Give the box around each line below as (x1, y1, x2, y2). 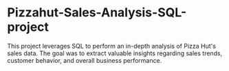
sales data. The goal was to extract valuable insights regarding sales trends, (7, 49, 223, 57)
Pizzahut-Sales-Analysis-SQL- (7, 5, 187, 20)
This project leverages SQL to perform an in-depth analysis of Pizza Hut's (7, 42, 217, 50)
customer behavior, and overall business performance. (7, 56, 162, 64)
